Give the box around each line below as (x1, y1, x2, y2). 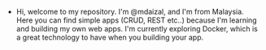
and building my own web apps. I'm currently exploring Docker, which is (15, 24, 258, 33)
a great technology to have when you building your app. (15, 32, 204, 42)
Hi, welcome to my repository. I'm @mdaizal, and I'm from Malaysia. (15, 7, 244, 16)
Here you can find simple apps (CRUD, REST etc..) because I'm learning (15, 15, 258, 25)
